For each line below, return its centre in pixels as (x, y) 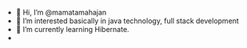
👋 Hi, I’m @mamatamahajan (61, 12)
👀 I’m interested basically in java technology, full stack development (127, 21)
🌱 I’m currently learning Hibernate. (72, 29)
